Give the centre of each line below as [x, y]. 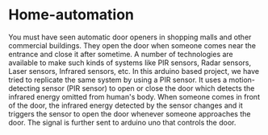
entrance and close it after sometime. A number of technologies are [121, 54]
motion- [242, 80]
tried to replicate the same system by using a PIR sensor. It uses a [118, 80]
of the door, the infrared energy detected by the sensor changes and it [126, 105]
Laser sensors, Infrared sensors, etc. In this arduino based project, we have [134, 71]
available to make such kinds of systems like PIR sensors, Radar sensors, [130, 63]
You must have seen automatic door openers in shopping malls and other [130, 37]
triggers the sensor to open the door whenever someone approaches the [130, 113]
